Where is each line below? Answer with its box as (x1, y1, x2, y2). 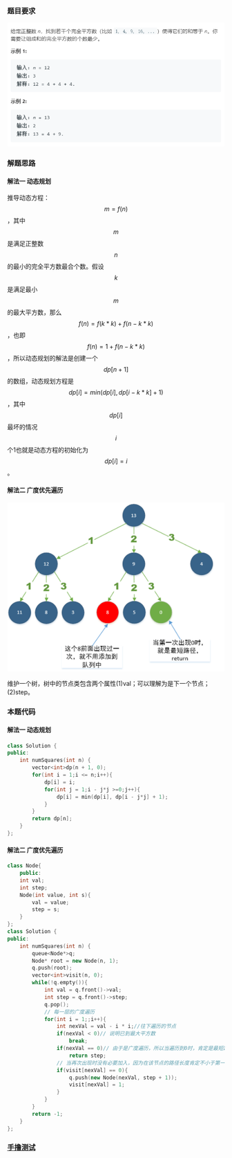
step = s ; (32, 906, 60, 913)
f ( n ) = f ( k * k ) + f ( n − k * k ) (78, 320, 154, 328)
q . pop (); (43, 1001, 70, 1008)
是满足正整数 (7, 239, 43, 248)
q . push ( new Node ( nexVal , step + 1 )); (68, 1074, 177, 1081)
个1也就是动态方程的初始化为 (7, 446, 88, 454)
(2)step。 (7, 688, 35, 696)
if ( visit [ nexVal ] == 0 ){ (56, 1067, 128, 1074)
